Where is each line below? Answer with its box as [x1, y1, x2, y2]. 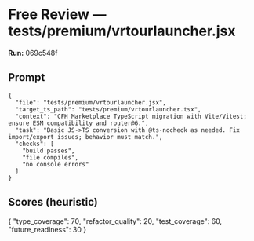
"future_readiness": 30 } [8, 225, 87, 234]
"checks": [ [15, 140, 55, 148]
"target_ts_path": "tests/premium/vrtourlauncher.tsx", [15, 105, 201, 113]
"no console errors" [22, 160, 89, 168]
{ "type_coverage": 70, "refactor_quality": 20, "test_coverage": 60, [8, 216, 222, 225]
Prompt [8, 71, 45, 84]
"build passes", [22, 147, 76, 155]
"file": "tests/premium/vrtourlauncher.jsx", [15, 98, 167, 107]
